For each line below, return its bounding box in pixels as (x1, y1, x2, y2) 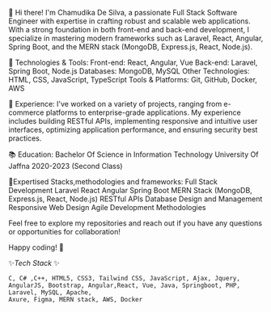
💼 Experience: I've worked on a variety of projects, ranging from (8, 99, 222, 108)
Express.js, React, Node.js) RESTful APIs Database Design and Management (8, 194, 263, 204)
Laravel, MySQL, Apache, (8, 289, 92, 297)
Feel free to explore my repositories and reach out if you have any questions (8, 218, 263, 228)
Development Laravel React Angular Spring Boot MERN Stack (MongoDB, (8, 186, 252, 195)
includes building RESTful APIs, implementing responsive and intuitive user (8, 116, 258, 125)
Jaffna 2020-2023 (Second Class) (8, 162, 123, 171)
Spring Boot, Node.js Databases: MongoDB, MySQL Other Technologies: (8, 66, 251, 76)
